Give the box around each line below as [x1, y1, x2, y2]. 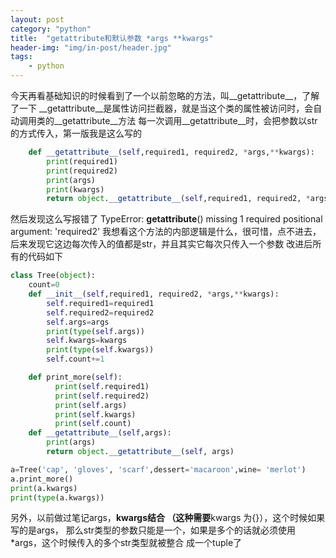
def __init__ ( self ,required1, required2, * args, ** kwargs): [28, 289, 280, 299]
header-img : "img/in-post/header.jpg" [10, 42, 172, 53]
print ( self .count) [54, 419, 132, 429]
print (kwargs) [46, 184, 105, 195]
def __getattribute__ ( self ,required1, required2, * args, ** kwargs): [28, 147, 315, 157]
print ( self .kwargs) [54, 409, 137, 420]
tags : [10, 52, 33, 62]
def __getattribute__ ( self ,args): [28, 428, 172, 438]
